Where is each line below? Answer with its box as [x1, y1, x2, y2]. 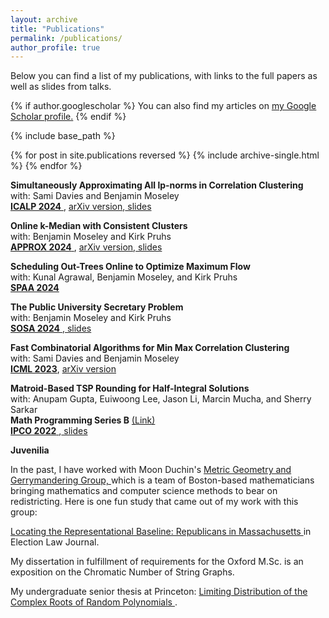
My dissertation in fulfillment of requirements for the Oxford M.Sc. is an [10, 556, 304, 568]
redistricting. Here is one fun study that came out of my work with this [10, 496, 299, 508]
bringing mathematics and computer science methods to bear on [10, 485, 278, 497]
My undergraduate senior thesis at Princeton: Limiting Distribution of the [10, 586, 308, 598]
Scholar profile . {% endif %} [10, 111, 127, 123]
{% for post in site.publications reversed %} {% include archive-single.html [10, 149, 320, 161]
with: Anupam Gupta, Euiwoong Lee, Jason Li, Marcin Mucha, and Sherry [10, 393, 312, 405]
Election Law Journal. [10, 536, 100, 548]
